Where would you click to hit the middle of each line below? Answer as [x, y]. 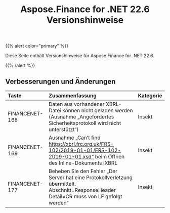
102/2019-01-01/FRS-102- [85, 150]
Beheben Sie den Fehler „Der [83, 171]
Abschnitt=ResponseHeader [82, 190]
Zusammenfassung [73, 96]
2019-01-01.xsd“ [71, 157]
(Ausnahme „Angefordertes [81, 117]
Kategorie [150, 96]
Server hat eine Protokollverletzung [91, 177]
